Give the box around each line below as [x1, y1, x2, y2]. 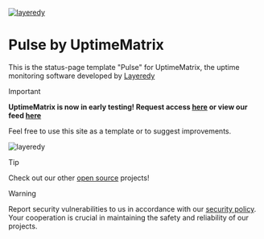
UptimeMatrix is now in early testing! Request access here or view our [8, 101, 248, 112]
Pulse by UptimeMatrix [8, 36, 164, 54]
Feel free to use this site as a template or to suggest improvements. [8, 126, 232, 136]
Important [8, 86, 41, 96]
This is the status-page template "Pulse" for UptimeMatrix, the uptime [8, 62, 240, 72]
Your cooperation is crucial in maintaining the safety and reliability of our [8, 212, 250, 222]
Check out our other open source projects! [8, 173, 150, 183]
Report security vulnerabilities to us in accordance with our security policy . [8, 204, 257, 213]
